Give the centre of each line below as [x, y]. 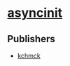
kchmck [29, 55]
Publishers [31, 39]
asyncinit [35, 13]
